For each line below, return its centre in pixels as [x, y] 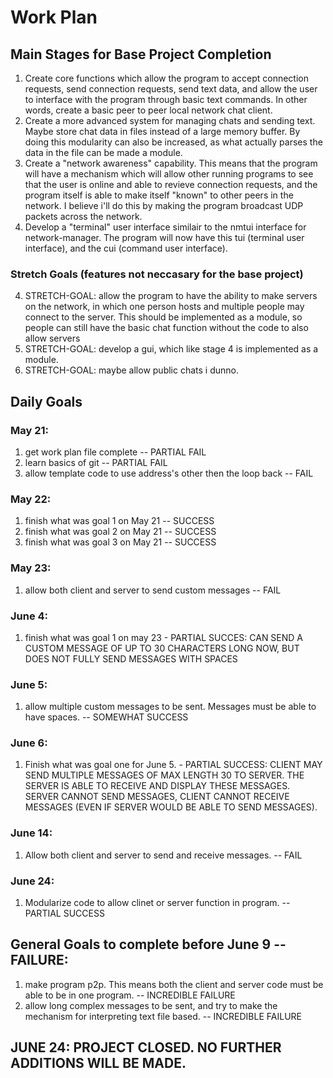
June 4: [29, 616]
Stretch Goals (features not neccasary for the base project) [157, 274]
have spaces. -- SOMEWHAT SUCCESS [106, 717]
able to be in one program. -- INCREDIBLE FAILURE [130, 995]
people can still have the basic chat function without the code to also [166, 328]
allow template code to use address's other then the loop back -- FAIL [169, 473]
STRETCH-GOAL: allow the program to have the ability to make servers [171, 296]
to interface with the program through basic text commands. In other [166, 99]
